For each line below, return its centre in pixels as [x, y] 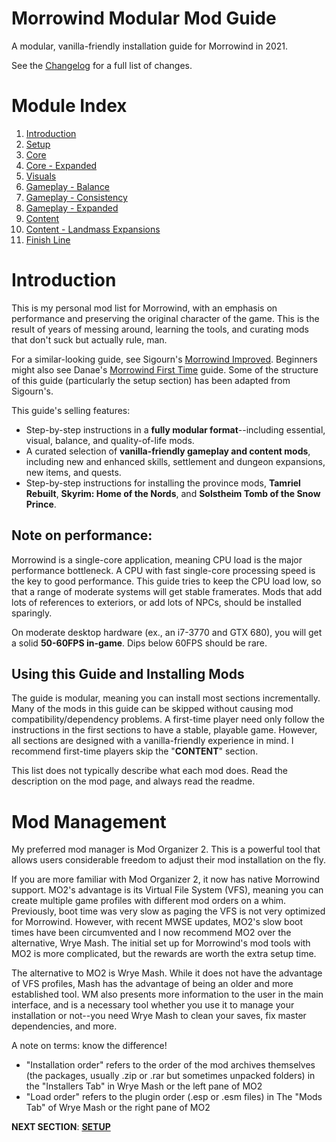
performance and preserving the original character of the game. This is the [165, 318]
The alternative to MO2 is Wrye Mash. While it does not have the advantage [167, 973]
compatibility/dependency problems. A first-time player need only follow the [168, 719]
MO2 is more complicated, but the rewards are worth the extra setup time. [164, 954]
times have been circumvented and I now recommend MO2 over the [151, 933]
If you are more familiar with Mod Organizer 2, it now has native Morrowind [166, 879]
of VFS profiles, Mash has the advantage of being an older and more [152, 984]
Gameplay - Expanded [72, 208]
